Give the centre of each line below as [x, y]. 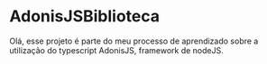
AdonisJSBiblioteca [85, 16]
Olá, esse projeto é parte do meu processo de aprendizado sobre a [134, 41]
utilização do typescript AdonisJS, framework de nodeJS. [116, 50]
